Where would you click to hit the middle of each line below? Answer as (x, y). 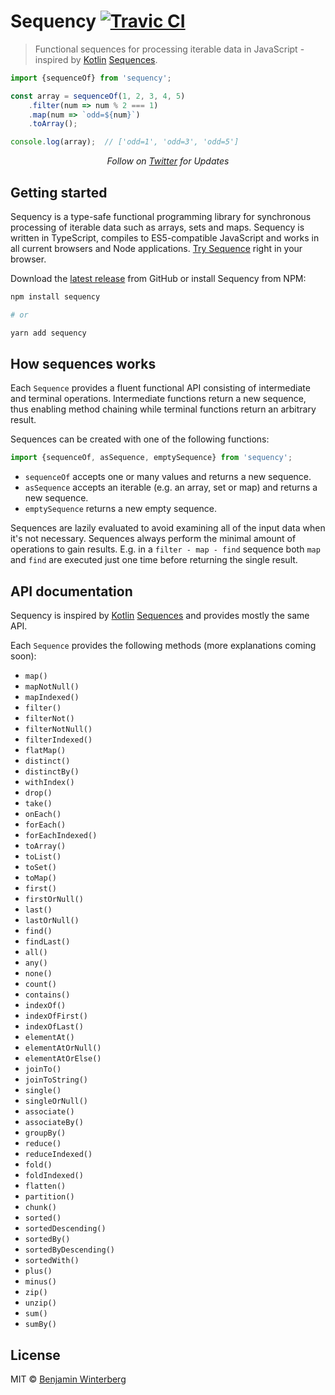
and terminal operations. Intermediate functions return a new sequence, (158, 399)
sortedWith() (52, 1261)
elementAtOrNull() (63, 1048)
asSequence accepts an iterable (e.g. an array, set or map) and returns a (171, 487)
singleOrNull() (56, 1101)
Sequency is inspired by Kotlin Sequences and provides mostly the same (160, 616)
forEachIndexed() (61, 836)
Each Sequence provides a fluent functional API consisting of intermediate (160, 388)
